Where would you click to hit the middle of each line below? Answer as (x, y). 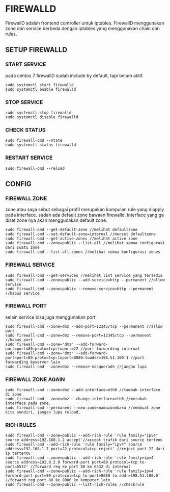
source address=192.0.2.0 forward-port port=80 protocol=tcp (72, 462)
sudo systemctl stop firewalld (38, 113)
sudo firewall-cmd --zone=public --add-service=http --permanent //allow (85, 280)
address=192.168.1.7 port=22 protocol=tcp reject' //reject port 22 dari (85, 449)
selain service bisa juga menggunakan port (50, 317)
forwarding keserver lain (33, 362)
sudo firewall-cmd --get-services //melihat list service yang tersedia (84, 275)
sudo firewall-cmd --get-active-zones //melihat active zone (72, 239)
